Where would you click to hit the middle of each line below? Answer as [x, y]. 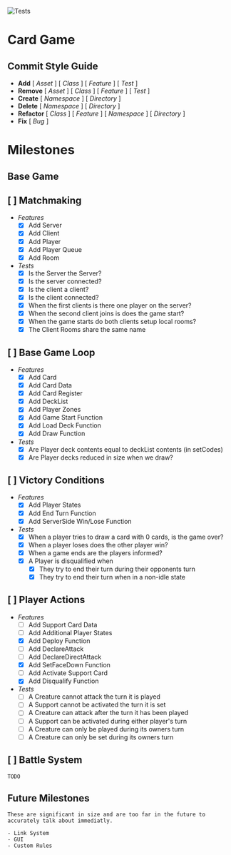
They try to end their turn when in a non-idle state [112, 577]
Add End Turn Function [62, 513]
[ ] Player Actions [46, 600]
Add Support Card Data [63, 624]
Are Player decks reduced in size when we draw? [101, 457]
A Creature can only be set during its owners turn [101, 737]
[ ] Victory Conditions [56, 481]
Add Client [44, 233]
